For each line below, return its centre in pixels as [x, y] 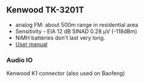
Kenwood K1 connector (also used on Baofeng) [66, 73]
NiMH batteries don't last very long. [60, 38]
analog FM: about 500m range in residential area [77, 24]
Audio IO [20, 60]
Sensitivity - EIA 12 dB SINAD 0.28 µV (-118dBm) [76, 31]
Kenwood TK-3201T [45, 10]
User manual [31, 44]
